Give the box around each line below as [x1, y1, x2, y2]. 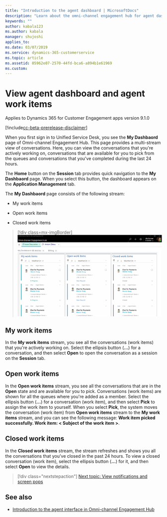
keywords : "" [5, 18, 32, 23]
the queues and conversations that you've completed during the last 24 [5, 156, 152, 162]
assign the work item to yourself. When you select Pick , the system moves [5, 404, 158, 410]
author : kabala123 [5, 24, 43, 29]
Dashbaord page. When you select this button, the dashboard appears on [5, 176, 157, 182]
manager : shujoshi [5, 34, 43, 39]
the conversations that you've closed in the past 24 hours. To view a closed [5, 453, 160, 459]
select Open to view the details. [5, 464, 70, 470]
